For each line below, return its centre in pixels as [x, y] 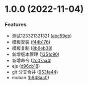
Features [16, 25]
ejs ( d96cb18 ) [26, 66]
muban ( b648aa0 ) [30, 78]
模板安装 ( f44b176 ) [31, 42]
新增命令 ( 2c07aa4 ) [32, 61]
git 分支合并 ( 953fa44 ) [35, 72]
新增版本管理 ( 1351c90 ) [36, 54]
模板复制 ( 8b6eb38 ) [32, 48]
